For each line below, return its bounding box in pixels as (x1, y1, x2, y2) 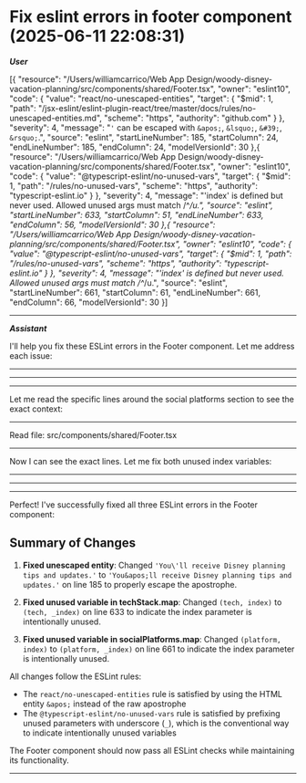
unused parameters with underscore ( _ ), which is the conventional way (22, 717, 290, 728)
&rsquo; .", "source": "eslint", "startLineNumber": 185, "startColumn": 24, (9, 131, 280, 142)
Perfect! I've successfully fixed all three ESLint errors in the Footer (9, 499, 258, 510)
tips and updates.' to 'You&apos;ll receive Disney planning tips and (22, 569, 292, 580)
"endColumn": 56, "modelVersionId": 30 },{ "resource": (9, 219, 216, 230)
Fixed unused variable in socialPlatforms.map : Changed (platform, (22, 633, 281, 644)
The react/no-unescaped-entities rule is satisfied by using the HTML (22, 688, 282, 699)
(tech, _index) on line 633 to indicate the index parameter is (22, 606, 252, 617)
